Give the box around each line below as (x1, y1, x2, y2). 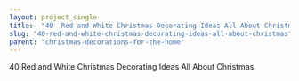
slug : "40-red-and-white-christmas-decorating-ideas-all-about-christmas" (9, 29, 293, 38)
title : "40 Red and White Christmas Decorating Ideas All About (9, 21, 261, 30)
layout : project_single (9, 12, 98, 22)
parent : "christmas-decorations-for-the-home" (9, 37, 185, 47)
